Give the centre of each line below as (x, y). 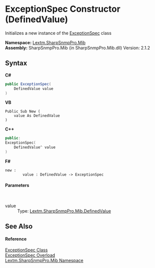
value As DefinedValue (37, 116)
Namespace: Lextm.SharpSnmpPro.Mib (45, 42)
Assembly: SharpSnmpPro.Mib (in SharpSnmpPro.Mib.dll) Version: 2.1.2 (77, 48)
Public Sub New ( (23, 111)
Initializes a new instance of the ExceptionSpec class (58, 33)
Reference (16, 239)
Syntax (16, 63)
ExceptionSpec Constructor (63, 9)
